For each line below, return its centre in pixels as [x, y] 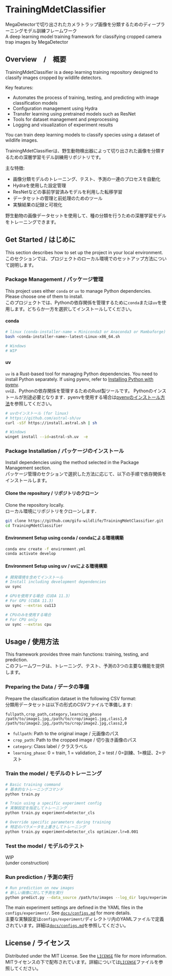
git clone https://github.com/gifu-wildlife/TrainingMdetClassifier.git [84, 521]
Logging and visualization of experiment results [63, 125]
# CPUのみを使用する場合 [28, 615]
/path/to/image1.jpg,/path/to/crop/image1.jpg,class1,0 [66, 719]
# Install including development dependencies [56, 582]
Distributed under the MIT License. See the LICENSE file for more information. [86, 955]
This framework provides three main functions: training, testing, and [77, 654]
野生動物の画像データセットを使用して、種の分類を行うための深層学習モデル [86, 215]
